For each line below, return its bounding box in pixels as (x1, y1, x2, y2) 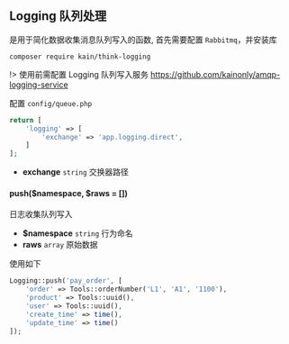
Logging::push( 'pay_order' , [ (9, 276, 123, 285)
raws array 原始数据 (22, 240, 98, 250)
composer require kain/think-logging (9, 52, 151, 61)
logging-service (9, 79, 69, 90)
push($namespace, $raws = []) (9, 187, 129, 198)
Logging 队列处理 (9, 8, 107, 24)
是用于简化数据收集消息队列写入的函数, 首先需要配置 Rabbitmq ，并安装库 (9, 34, 277, 45)
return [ (9, 115, 42, 124)
